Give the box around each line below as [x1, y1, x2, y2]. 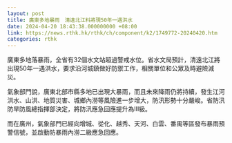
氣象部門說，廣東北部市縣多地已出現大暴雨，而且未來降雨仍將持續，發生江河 [7, 88, 225, 96]
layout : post [7, 10, 45, 17]
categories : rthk [7, 36, 57, 43]
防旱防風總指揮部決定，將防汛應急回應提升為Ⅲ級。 [7, 105, 152, 113]
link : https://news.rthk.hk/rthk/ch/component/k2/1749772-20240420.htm [7, 29, 217, 37]
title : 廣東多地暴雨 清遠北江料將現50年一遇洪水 [7, 17, 133, 23]
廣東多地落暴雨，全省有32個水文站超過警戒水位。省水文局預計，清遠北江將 [7, 56, 221, 64]
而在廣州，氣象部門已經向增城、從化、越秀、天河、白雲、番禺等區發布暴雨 [7, 120, 219, 128]
